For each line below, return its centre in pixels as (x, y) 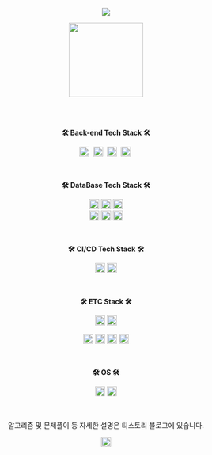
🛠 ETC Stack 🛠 (106, 302)
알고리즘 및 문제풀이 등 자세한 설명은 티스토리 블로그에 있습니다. (106, 425)
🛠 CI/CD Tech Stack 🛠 (106, 249)
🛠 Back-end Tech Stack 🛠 (106, 132)
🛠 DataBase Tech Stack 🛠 (106, 185)
